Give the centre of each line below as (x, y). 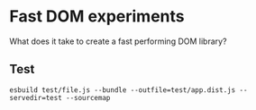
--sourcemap (88, 97)
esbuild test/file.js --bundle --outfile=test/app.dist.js (123, 90)
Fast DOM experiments (97, 17)
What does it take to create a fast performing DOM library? (118, 41)
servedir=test (36, 97)
